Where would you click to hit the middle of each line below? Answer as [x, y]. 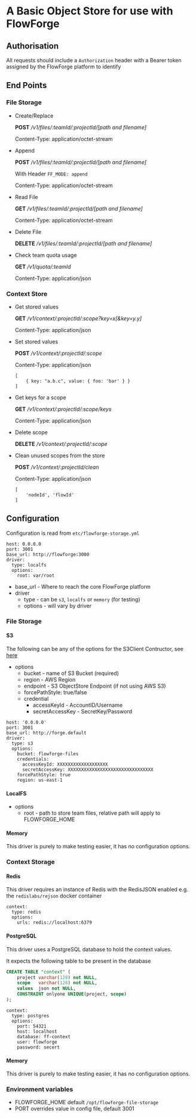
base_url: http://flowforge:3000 [48, 555]
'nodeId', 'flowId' [50, 495]
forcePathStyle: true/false [56, 692]
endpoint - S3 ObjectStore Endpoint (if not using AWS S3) [95, 686]
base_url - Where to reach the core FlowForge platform [82, 586]
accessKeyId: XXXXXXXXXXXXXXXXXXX [65, 764]
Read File [26, 197]
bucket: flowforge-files [48, 754]
